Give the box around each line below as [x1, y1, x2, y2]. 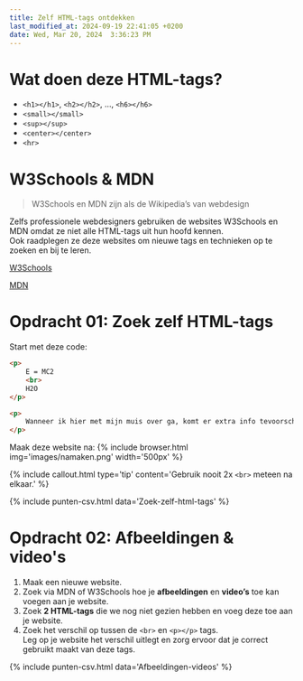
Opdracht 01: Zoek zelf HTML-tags [9, 312, 273, 332]
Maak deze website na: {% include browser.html [9, 442, 188, 452]
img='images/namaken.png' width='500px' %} [9, 452, 183, 462]
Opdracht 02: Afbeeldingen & [9, 527, 234, 548]
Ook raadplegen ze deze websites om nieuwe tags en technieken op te [9, 236, 273, 247]
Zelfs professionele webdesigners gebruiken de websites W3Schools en [9, 216, 279, 227]
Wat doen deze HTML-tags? [9, 69, 223, 89]
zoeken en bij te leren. [9, 245, 92, 256]
